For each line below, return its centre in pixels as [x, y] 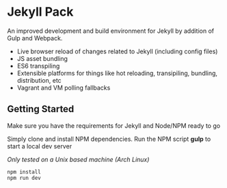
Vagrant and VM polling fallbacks [64, 88]
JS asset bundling [42, 58]
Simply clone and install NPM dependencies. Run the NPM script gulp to [109, 139]
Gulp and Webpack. [35, 38]
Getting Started [41, 109]
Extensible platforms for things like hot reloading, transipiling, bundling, [117, 73]
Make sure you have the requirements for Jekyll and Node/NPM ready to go [114, 125]
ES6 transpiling [38, 66]
